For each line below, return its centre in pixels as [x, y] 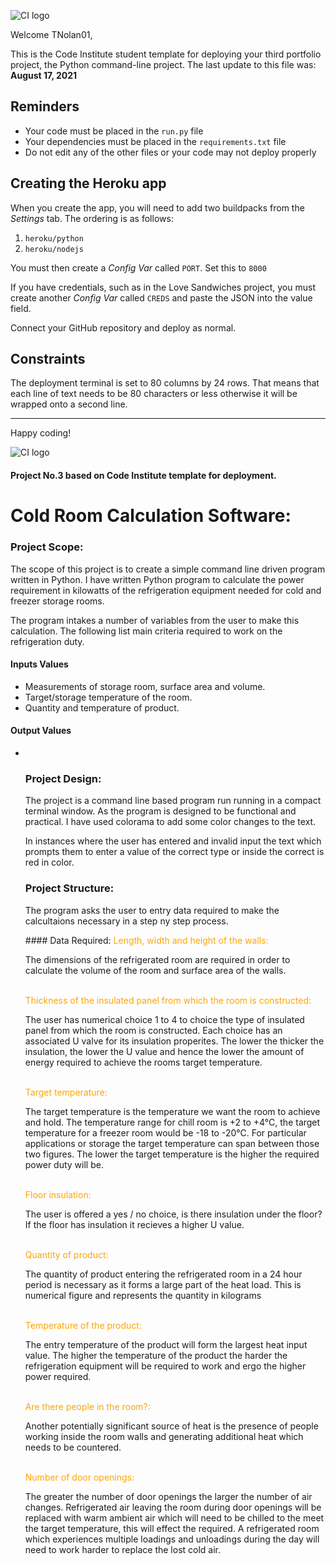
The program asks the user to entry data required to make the [152, 910]
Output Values [41, 731]
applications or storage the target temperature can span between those [172, 1143]
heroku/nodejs [54, 249]
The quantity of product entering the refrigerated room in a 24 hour [163, 1274]
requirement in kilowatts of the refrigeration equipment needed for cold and [166, 590]
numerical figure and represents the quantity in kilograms [143, 1295]
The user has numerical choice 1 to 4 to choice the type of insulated [164, 1019]
